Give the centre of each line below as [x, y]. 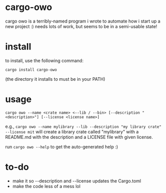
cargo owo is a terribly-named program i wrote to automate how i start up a [83, 21]
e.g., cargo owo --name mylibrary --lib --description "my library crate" [84, 126]
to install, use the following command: [44, 60]
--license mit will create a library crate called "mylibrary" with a [72, 131]
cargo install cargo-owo [31, 70]
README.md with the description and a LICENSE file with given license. [79, 137]
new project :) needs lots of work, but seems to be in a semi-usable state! [81, 26]
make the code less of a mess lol [46, 186]
